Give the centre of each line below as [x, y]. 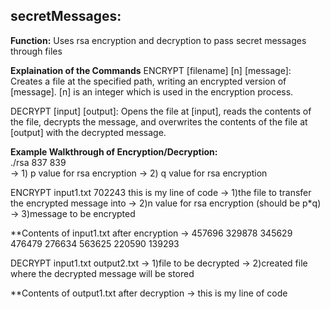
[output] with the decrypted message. [88, 132]
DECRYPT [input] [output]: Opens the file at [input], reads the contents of [161, 111]
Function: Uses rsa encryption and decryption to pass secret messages [158, 40]
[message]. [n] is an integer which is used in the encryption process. [152, 91]
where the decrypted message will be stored [102, 273]
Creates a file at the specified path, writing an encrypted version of [148, 81]
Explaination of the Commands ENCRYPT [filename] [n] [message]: [151, 70]
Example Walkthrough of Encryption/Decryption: [114, 151]
